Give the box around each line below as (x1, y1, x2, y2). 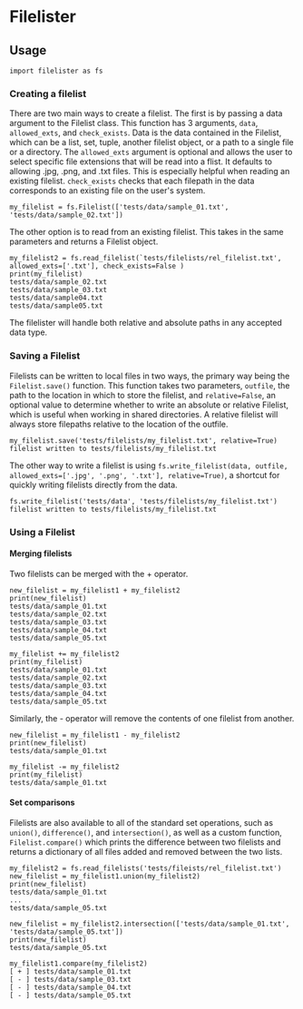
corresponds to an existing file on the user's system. (9, 185, 206, 196)
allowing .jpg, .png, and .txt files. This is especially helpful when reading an (9, 166, 290, 177)
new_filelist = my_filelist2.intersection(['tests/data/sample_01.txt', (9, 919, 290, 928)
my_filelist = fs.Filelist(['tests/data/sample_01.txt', (9, 202, 230, 212)
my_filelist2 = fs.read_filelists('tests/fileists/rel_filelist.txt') (9, 864, 282, 873)
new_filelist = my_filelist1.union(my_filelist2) (9, 871, 201, 881)
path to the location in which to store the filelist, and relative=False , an (9, 389, 277, 400)
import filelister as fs (9, 66, 103, 75)
